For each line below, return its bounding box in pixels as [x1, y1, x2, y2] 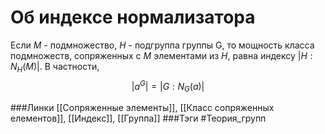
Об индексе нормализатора [10, 6, 256, 29]
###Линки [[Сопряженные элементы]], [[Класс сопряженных [10, 102, 275, 114]
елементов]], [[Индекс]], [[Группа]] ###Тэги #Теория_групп [10, 112, 267, 125]
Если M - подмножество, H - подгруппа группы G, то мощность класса [10, 39, 315, 51]
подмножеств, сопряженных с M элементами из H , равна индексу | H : [10, 49, 313, 61]
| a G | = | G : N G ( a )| [131, 78, 205, 95]
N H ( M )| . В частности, [10, 60, 100, 75]
